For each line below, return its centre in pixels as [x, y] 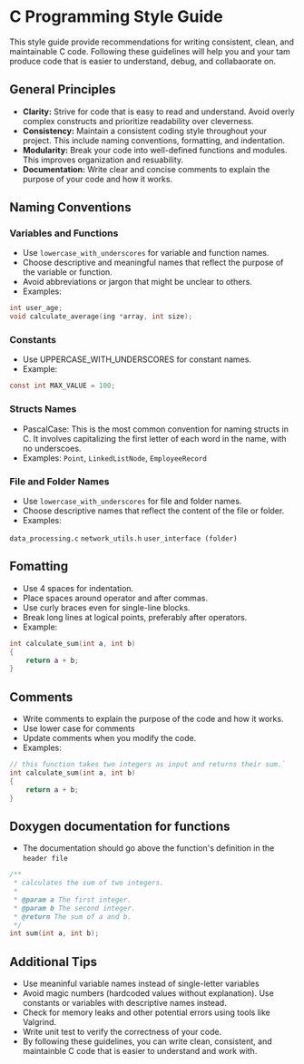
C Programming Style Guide [117, 17]
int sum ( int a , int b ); [54, 933]
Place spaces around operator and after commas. [115, 598]
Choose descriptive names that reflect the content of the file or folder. [153, 511]
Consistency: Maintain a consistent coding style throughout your [145, 131]
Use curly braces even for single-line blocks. [106, 607]
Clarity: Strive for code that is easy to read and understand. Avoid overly [158, 112]
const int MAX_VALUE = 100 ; [63, 386]
